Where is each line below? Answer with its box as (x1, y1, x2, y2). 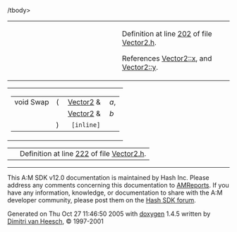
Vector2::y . (122, 63, 159, 72)
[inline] (71, 121, 101, 129)
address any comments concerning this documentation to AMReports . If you (7, 181, 229, 189)
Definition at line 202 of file (122, 29, 213, 38)
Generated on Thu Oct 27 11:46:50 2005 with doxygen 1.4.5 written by (7, 209, 211, 218)
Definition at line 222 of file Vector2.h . (20, 149, 147, 158)
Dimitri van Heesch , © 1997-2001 (7, 217, 104, 225)
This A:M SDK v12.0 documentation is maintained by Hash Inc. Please (7, 173, 209, 182)
